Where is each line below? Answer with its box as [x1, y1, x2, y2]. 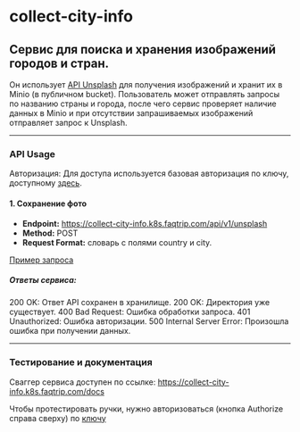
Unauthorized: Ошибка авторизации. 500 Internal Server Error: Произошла [9, 316, 289, 327]
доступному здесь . [9, 178, 82, 188]
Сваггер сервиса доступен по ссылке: [9, 377, 156, 387]
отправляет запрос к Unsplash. [9, 118, 128, 128]
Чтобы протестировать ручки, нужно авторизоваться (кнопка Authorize [9, 403, 284, 414]
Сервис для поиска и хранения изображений [9, 42, 277, 57]
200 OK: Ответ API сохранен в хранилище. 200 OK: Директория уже [9, 297, 271, 308]
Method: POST [21, 228, 79, 238]
